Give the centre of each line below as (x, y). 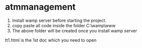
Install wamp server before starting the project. (59, 20)
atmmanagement (40, 7)
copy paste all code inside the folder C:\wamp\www (64, 25)
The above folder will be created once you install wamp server (74, 31)
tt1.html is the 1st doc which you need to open (51, 40)
